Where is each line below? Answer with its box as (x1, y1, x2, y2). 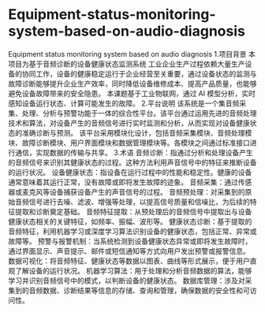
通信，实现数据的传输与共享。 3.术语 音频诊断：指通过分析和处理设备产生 (14, 147, 254, 157)
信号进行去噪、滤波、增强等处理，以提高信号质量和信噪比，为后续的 (28, 197, 250, 206)
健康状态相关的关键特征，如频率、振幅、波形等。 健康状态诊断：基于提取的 (8, 217, 252, 226)
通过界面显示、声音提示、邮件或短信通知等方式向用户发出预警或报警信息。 (8, 246, 250, 255)
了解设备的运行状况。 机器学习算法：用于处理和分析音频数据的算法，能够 (14, 266, 252, 275)
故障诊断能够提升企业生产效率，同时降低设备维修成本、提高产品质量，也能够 (8, 79, 257, 88)
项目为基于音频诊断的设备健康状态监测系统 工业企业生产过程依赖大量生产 (8, 59, 245, 69)
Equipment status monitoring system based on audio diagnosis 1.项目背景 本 (8, 49, 256, 58)
